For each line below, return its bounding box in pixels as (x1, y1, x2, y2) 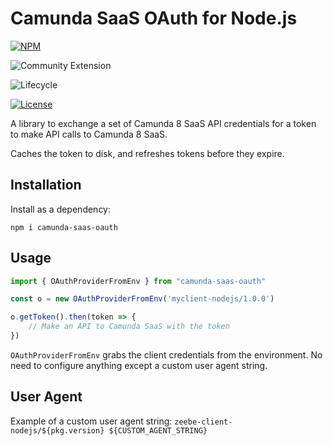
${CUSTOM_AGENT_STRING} (108, 425, 208, 436)
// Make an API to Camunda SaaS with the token (28, 322, 230, 332)
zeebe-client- (174, 417, 233, 427)
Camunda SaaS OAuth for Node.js (10, 7, 298, 30)
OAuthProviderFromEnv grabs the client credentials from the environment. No (10, 348, 323, 361)
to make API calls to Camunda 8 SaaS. (10, 128, 168, 140)
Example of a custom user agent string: (10, 415, 173, 427)
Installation (10, 177, 82, 194)
